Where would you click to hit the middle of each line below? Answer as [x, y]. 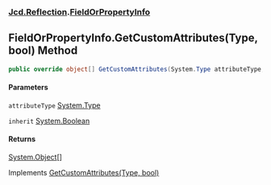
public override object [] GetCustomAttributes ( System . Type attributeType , [137, 69]
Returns [22, 139]
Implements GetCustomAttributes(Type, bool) [84, 173]
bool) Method [43, 51]
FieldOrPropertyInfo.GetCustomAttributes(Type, [133, 38]
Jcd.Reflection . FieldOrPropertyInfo [79, 12]
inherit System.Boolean [49, 121]
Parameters [28, 88]
